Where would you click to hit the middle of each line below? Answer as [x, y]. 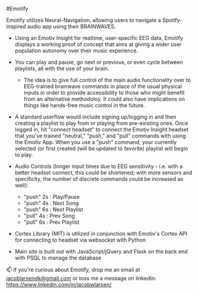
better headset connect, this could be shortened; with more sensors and [103, 173]
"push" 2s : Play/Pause [52, 197]
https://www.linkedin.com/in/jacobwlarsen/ [59, 284]
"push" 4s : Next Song [51, 203]
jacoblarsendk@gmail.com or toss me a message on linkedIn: [81, 278]
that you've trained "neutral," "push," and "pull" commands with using [100, 136]
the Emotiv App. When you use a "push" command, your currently [96, 142]
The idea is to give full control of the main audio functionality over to [107, 80]
